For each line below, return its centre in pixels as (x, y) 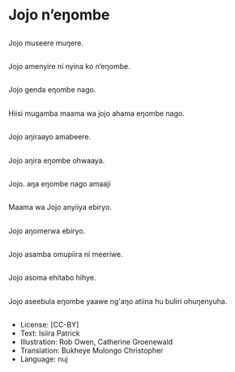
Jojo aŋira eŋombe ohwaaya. (57, 160)
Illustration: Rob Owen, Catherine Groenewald (96, 342)
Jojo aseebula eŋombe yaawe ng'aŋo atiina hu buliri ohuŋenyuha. (118, 301)
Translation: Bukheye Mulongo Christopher (92, 351)
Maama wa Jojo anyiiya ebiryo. (60, 207)
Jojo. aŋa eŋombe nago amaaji (60, 183)
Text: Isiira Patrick (50, 333)
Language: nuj (44, 359)
